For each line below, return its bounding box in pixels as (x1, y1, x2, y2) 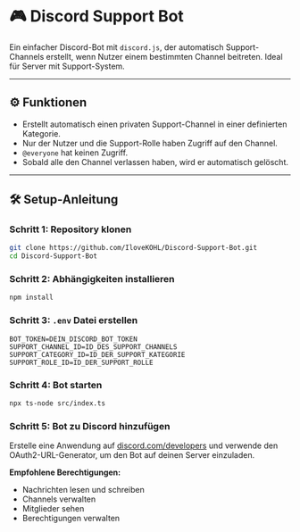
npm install (9, 293, 54, 303)
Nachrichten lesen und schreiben (21, 485, 146, 495)
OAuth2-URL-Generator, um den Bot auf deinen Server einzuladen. (9, 450, 255, 461)
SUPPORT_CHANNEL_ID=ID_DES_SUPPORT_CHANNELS (9, 342, 178, 352)
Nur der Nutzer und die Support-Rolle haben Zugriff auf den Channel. (21, 137, 279, 148)
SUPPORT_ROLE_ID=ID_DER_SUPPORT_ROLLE (9, 358, 154, 367)
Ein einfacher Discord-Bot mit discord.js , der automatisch (9, 41, 225, 53)
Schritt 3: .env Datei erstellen (9, 314, 138, 327)
